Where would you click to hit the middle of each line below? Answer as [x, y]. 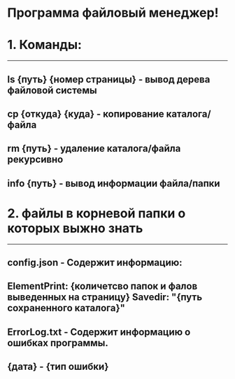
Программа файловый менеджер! [113, 13]
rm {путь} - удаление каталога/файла [94, 149]
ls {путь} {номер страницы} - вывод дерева [109, 79]
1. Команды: [45, 45]
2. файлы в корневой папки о [97, 213]
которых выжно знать [75, 228]
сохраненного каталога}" [66, 308]
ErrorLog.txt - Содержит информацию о [99, 332]
